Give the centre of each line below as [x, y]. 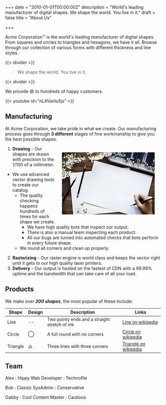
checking [29, 200]
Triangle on [134, 344]
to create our [25, 185]
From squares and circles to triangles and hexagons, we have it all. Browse [81, 42]
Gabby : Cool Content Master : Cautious [46, 398]
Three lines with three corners [78, 346]
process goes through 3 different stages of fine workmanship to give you [80, 134]
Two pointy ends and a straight [78, 320]
